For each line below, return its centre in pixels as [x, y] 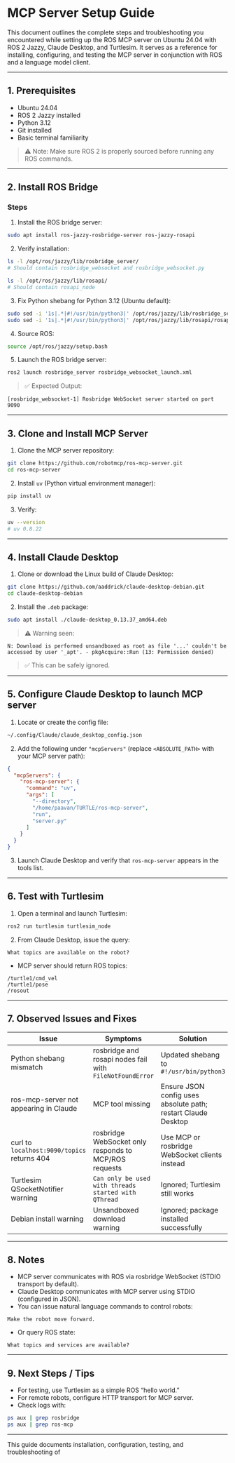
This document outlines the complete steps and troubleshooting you [106, 32]
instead [173, 1163]
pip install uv [29, 496]
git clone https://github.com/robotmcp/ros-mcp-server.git [95, 463]
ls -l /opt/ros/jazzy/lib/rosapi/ [58, 281]
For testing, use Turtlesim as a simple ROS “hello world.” [98, 1390]
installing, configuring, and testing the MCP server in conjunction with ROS [115, 55]
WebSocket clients [191, 1154]
